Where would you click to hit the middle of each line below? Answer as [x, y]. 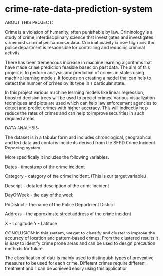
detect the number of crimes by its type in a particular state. [65, 83]
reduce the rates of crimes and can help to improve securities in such [75, 113]
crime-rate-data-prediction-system [79, 9]
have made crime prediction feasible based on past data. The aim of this [78, 67]
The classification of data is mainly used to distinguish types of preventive [80, 258]
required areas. [20, 118]
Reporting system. [23, 148]
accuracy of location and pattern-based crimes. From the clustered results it [81, 238]
